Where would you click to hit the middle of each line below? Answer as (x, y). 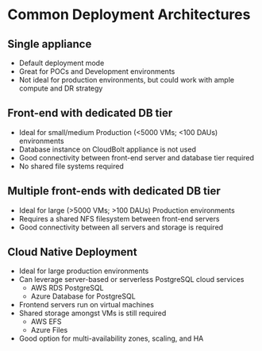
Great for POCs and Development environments (97, 71)
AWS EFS (46, 322)
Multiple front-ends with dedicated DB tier (114, 191)
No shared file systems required (71, 166)
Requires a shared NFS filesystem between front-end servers (119, 218)
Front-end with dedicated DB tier (90, 113)
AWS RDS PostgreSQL (67, 288)
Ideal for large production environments (84, 271)
